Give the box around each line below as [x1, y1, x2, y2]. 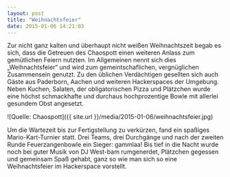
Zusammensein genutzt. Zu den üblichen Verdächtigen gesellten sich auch [7, 70, 219, 79]
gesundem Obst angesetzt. [7, 100, 84, 108]
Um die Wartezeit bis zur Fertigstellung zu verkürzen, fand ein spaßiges [7, 126, 210, 134]
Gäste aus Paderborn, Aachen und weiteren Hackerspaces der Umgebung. [7, 78, 220, 86]
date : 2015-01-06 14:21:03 [7, 23, 84, 29]
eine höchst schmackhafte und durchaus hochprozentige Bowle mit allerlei [7, 92, 218, 100]
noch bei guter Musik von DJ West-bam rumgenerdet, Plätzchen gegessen [7, 148, 219, 156]
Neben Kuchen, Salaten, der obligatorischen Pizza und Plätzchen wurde [7, 85, 211, 93]
